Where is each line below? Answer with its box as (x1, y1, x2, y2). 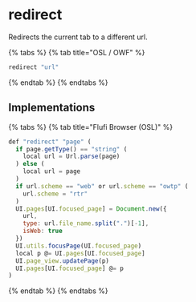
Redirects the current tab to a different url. (8, 32, 148, 42)
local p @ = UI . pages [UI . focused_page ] (15, 249, 146, 257)
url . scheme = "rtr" (22, 190, 88, 198)
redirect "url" (8, 62, 59, 71)
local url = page (22, 167, 81, 175)
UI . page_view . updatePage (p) (15, 256, 110, 265)
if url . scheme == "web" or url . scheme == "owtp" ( (15, 182, 189, 190)
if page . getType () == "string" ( (15, 145, 128, 153)
